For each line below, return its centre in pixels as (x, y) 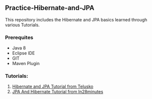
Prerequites (19, 37)
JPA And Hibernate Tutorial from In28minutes (57, 92)
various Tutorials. (22, 25)
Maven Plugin (26, 64)
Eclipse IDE (23, 53)
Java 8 (19, 48)
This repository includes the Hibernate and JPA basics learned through (76, 19)
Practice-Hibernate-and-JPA (50, 8)
